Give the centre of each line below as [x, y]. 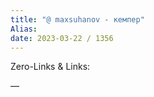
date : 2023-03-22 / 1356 [62, 38]
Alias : [24, 29]
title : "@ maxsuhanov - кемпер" [77, 19]
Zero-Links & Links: [50, 67]
